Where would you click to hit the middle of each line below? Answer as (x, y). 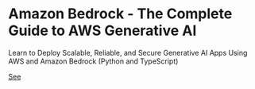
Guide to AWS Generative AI (102, 31)
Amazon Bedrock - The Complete (120, 14)
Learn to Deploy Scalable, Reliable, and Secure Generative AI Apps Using (128, 52)
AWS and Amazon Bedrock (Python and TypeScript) (93, 61)
